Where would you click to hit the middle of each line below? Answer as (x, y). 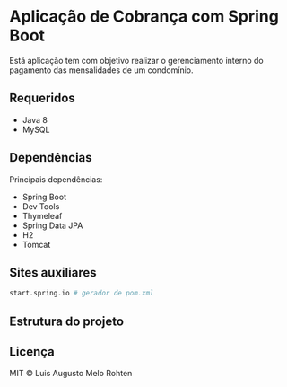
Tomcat (36, 244)
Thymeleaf (42, 215)
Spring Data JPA (52, 225)
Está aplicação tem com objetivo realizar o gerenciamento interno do (136, 60)
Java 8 (35, 119)
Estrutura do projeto (66, 321)
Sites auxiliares (53, 273)
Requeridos (43, 98)
